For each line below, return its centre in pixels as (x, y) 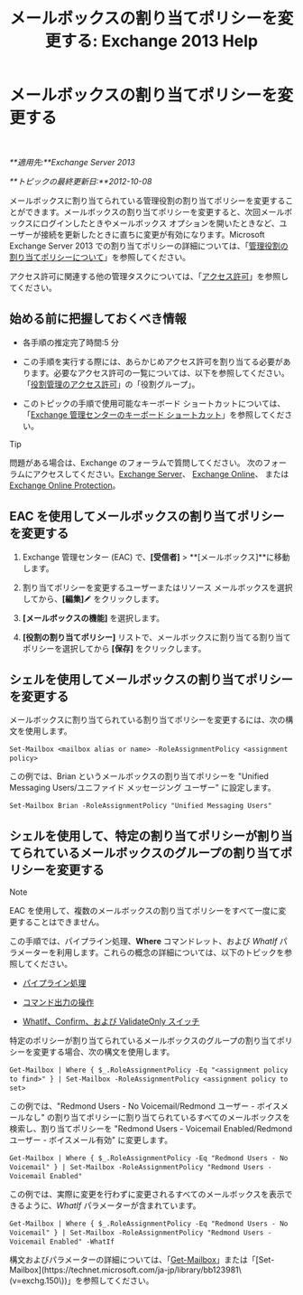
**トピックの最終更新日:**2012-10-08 (81, 181)
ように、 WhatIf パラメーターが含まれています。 (113, 1206)
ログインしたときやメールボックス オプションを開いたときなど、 (160, 223)
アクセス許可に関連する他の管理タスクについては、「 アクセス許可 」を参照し (149, 276)
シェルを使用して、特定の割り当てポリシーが (133, 835)
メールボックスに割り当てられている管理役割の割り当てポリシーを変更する (147, 201)
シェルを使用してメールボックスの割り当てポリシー (151, 679)
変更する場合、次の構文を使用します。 (104, 1052)
